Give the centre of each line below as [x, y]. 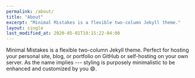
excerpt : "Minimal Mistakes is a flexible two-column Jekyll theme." [94, 22]
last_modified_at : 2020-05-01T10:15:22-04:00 [63, 33]
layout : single [25, 28]
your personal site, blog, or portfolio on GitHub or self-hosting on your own [97, 56]
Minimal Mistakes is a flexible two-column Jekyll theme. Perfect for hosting [97, 50]
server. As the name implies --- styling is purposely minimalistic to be [91, 63]
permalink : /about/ [30, 11]
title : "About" [25, 17]
